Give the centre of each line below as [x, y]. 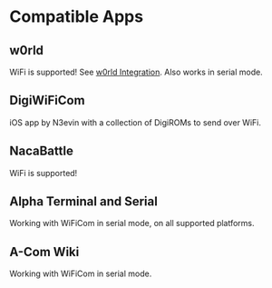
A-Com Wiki [44, 252]
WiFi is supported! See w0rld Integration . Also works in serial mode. [136, 72]
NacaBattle [42, 151]
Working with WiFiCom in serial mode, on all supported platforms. [132, 223]
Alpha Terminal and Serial [84, 202]
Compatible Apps [76, 17]
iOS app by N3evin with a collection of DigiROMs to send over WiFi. [135, 122]
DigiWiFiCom [47, 100]
